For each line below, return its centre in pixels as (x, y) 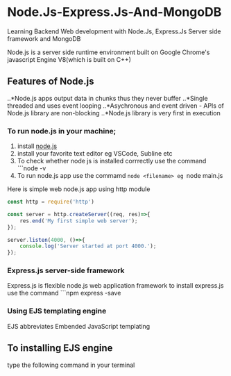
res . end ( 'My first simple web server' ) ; (79, 221)
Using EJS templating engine (57, 311)
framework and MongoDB (44, 38)
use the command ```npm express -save (64, 293)
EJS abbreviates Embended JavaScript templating (79, 326)
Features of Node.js (51, 82)
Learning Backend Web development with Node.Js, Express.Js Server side (114, 31)
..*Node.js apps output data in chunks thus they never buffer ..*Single (108, 98)
